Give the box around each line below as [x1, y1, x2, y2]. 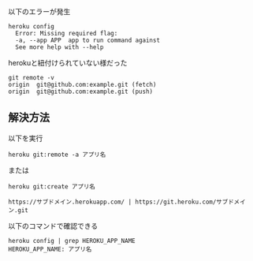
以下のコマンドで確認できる [8, 221, 99, 230]
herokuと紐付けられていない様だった [8, 58, 128, 67]
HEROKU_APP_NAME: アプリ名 [8, 245, 92, 253]
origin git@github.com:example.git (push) [8, 88, 154, 95]
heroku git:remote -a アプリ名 [8, 151, 106, 158]
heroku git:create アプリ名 [8, 182, 96, 191]
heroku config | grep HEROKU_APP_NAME [8, 237, 136, 244]
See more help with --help [15, 43, 104, 51]
